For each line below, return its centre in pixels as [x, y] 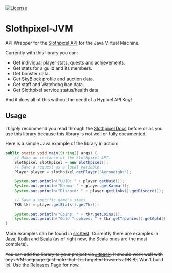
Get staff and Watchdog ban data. [48, 84]
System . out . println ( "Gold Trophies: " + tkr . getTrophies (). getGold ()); [92, 219]
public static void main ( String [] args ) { [51, 153]
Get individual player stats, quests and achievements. [69, 62]
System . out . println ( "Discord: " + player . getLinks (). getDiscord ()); [89, 191]
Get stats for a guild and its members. [52, 68]
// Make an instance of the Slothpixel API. [63, 158]
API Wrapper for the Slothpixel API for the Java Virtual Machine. [72, 43]
